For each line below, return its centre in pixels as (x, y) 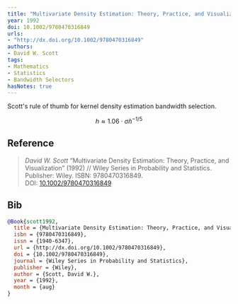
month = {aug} (34, 287)
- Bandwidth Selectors (41, 80)
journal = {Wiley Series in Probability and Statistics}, (101, 261)
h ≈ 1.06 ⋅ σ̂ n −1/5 (119, 121)
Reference (31, 143)
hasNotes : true (30, 86)
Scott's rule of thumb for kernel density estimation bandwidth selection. (112, 106)
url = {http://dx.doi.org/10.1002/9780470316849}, (90, 248)
